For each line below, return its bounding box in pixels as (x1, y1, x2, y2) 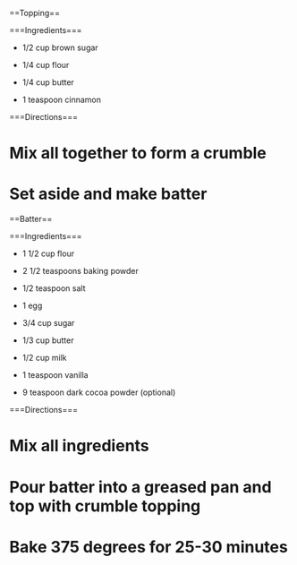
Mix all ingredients (9, 436, 149, 456)
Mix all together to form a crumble (9, 143, 267, 164)
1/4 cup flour (21, 60, 70, 70)
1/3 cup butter (21, 335, 74, 346)
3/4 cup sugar (21, 318, 75, 329)
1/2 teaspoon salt (21, 283, 87, 294)
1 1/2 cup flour (21, 248, 74, 259)
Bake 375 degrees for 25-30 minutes (9, 536, 288, 557)
